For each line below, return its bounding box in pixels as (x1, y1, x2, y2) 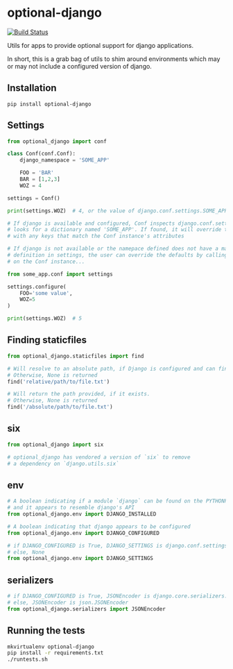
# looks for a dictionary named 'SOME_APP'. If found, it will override (7, 226, 222, 233)
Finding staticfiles (7, 334, 87, 346)
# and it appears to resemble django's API (7, 505, 135, 511)
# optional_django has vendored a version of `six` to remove (7, 453, 191, 461)
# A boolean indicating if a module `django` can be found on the (7, 498, 203, 505)
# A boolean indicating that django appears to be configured (7, 523, 191, 530)
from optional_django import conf (7, 137, 107, 145)
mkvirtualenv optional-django (7, 643, 95, 650)
